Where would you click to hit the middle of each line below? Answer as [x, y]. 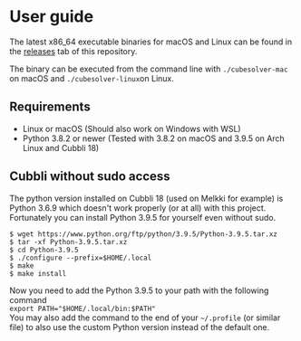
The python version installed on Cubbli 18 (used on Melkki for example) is [146, 198]
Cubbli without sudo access [90, 177]
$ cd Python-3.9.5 [44, 250]
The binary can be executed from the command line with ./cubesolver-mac [149, 69]
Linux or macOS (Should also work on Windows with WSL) [132, 128]
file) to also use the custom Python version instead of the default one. [140, 327]
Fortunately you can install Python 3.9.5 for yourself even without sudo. [143, 217]
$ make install [38, 273]
